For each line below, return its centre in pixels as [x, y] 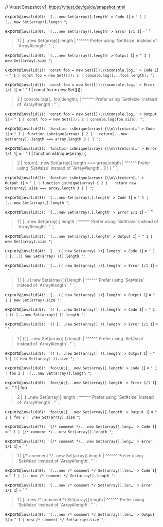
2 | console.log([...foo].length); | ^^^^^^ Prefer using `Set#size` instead [87, 99]
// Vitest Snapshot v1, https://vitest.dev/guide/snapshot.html [65, 7]
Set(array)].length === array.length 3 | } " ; [53, 139]
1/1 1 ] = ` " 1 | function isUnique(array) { [45, 153]
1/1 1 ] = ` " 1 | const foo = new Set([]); [44, 90]
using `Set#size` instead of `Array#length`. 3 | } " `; [68, 168]
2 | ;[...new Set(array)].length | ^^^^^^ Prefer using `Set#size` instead [85, 397]
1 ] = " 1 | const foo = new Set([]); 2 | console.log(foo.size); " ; [75, 119]
